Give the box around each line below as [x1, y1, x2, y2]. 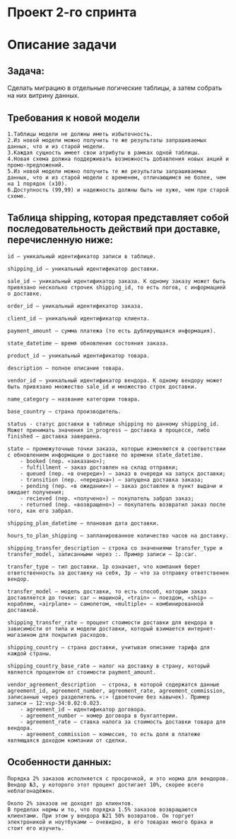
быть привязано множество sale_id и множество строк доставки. [7, 383, 198, 390]
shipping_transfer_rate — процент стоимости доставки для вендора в [7, 618, 213, 626]
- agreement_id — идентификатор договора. [20, 706, 147, 713]
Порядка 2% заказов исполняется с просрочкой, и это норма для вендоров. [7, 774, 230, 782]
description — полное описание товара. [7, 365, 125, 372]
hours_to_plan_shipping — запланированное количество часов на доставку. [7, 532, 230, 539]
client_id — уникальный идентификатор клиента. [7, 315, 151, 322]
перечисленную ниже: [7, 234, 114, 246]
